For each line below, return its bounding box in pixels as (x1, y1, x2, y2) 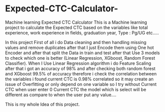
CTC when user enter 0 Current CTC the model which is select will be (5, 86, 146, 92)
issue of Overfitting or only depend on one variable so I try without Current (5, 81, 157, 87)
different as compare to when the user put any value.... (5, 92, 117, 98)
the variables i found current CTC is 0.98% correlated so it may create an (5, 76, 154, 82)
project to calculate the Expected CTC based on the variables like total (5, 24, 148, 30)
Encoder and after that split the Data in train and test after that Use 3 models (5, 50, 160, 56)
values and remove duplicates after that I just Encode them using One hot (5, 44, 154, 50)
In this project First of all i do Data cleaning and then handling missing (5, 39, 147, 45)
